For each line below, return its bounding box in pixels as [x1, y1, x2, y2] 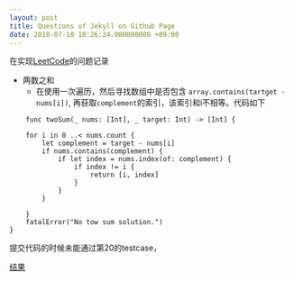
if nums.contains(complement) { [41, 147, 164, 156]
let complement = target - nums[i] [41, 139, 176, 149]
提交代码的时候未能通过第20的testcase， [9, 242, 162, 253]
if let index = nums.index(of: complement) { [57, 155, 232, 164]
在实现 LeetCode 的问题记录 [9, 56, 110, 67]
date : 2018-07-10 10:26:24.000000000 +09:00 [9, 30, 179, 39]
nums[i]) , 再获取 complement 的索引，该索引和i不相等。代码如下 [35, 97, 266, 108]
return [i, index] [89, 170, 160, 180]
